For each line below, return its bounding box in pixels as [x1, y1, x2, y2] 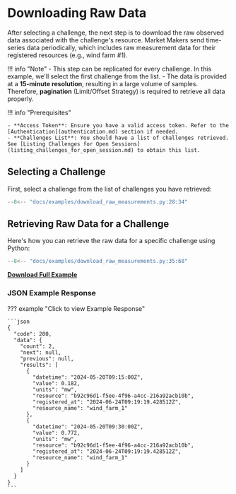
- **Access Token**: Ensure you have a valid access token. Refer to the [7, 122, 230, 129]
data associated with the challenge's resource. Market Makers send [7, 35, 205, 44]
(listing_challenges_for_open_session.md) [7, 146, 134, 153]
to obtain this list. [136, 146, 201, 153]
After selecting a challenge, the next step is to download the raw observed [7, 28, 224, 37]
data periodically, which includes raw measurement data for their [26, 43, 216, 52]
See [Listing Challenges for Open [7, 140, 110, 148]
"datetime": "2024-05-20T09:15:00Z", [33, 373, 143, 381]
